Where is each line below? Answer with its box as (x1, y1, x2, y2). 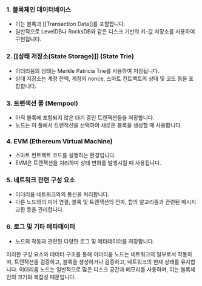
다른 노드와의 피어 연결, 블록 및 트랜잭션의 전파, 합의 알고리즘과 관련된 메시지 (15, 199, 197, 206)
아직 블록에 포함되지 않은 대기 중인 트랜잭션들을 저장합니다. (15, 114, 155, 121)
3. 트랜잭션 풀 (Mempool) (6, 99, 79, 107)
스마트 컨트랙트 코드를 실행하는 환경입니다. (15, 152, 116, 159)
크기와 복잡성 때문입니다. (17, 273, 76, 281)
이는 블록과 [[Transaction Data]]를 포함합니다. (15, 20, 126, 28)
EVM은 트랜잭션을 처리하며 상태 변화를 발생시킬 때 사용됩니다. (15, 159, 162, 166)
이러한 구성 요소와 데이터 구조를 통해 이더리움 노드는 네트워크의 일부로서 (6, 250, 177, 257)
